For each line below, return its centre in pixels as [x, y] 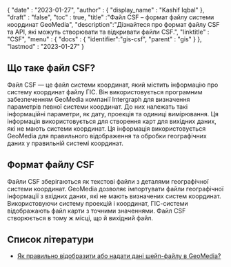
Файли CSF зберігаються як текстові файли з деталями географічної [108, 181]
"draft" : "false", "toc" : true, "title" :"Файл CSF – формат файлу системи [111, 17]
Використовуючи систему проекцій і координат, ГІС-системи [98, 203]
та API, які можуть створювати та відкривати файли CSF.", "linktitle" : [108, 32]
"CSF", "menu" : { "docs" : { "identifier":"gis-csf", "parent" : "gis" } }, [104, 39]
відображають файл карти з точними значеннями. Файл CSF [97, 211]
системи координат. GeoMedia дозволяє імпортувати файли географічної [115, 189]
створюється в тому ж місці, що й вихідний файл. [80, 218]
